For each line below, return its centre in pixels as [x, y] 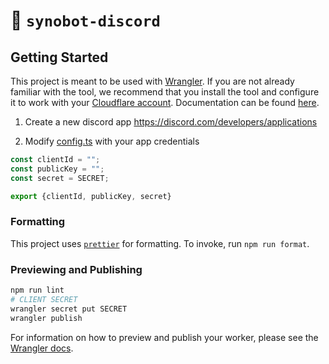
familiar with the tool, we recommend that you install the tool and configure [165, 92]
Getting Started [59, 57]
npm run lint [37, 290]
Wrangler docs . [42, 348]
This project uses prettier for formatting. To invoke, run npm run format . [160, 243]
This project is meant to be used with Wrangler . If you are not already [152, 81]
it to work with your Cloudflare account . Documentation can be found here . [165, 102]
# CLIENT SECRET [44, 299]
